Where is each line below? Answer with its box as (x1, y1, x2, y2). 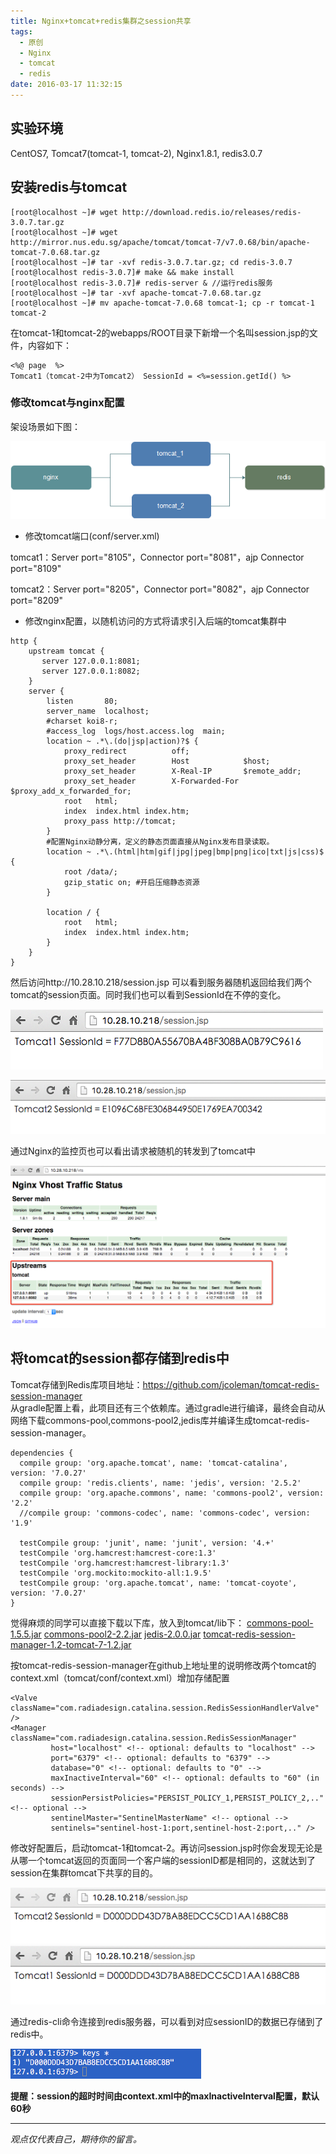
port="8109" (10, 562, 62, 574)
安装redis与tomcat (10, 179, 128, 196)
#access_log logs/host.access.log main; (46, 726, 226, 736)
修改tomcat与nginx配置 (10, 396, 125, 410)
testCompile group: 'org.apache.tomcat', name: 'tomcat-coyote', (19, 1578, 298, 1588)
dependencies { (10, 1448, 74, 1458)
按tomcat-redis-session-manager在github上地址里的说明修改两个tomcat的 (10, 1659, 317, 1671)
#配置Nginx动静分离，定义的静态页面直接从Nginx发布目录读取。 (46, 836, 275, 847)
